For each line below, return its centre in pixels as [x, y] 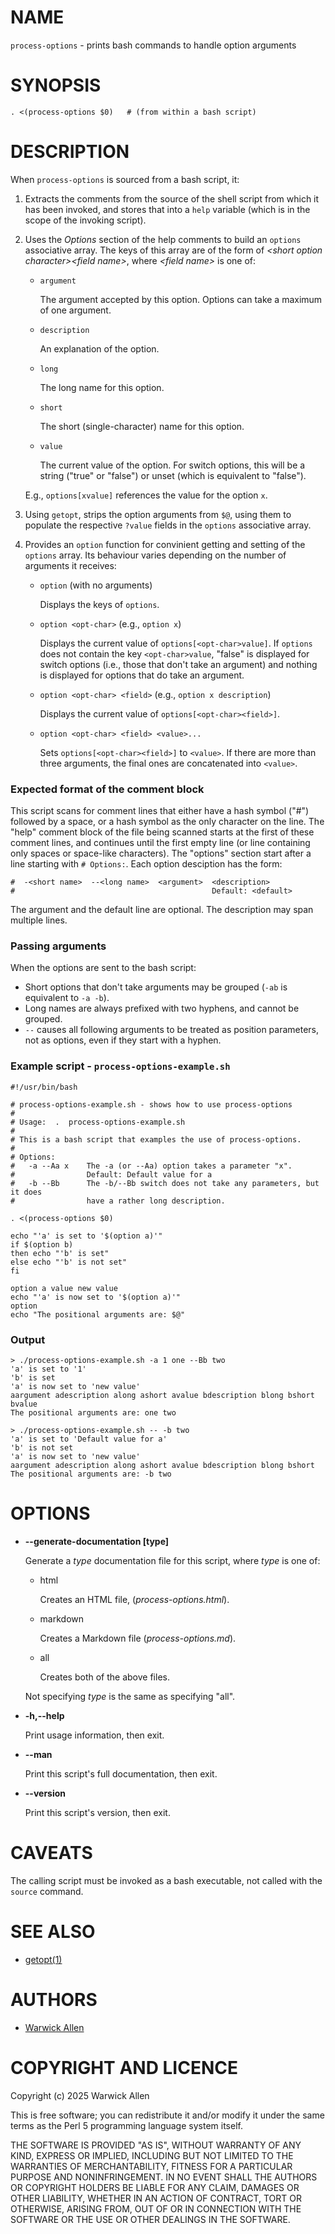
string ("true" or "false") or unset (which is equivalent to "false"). [173, 475]
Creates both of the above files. [104, 1677]
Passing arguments [58, 946]
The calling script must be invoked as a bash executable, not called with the [166, 1880]
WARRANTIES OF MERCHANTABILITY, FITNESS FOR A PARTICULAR [151, 2166]
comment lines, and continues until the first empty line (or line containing [160, 843]
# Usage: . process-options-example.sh [98, 1122]
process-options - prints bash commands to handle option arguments [153, 45]
